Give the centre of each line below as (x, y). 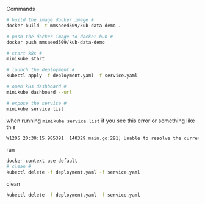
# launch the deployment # (41, 70)
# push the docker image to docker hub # (60, 37)
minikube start (26, 59)
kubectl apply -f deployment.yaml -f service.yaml (72, 76)
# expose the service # (37, 103)
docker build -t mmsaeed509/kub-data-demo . (64, 26)
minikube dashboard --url (39, 92)
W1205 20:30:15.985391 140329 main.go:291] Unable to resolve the (94, 138)
